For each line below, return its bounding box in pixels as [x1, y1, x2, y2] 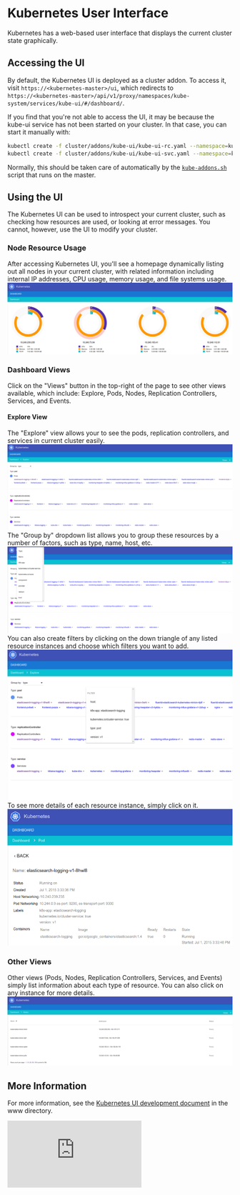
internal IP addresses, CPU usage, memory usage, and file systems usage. [7, 274, 227, 283]
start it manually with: [7, 127, 71, 136]
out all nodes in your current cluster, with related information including [7, 266, 214, 276]
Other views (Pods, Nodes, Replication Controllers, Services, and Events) [7, 973, 223, 981]
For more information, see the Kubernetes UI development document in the [7, 1099, 229, 1107]
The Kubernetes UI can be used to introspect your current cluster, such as [7, 210, 226, 219]
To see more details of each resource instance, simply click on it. [7, 801, 199, 810]
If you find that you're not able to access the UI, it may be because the [7, 112, 214, 121]
